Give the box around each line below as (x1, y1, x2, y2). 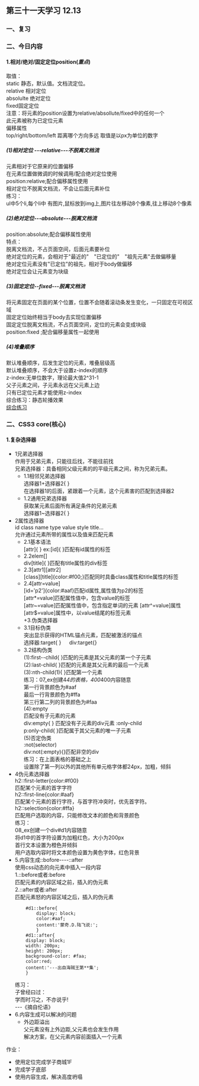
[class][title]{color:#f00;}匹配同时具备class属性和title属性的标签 (23, 573, 179, 581)
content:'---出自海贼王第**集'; (25, 965, 99, 971)
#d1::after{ (25, 933, 55, 939)
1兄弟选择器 (14, 451, 43, 458)
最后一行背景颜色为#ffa (23, 691, 81, 698)
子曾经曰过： (14, 989, 46, 996)
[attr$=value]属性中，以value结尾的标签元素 (23, 609, 131, 616)
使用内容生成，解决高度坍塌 (14, 1074, 83, 1081)
